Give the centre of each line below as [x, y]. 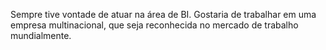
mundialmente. [41, 35]
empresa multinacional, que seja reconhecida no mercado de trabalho [154, 25]
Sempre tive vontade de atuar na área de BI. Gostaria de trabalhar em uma [163, 14]
